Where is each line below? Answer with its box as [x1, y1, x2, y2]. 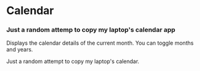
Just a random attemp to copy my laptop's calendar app [6, 26, 176, 34]
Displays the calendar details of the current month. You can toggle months [6, 39, 194, 47]
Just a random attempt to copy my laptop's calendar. [6, 58, 139, 65]
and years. [6, 46, 34, 53]
